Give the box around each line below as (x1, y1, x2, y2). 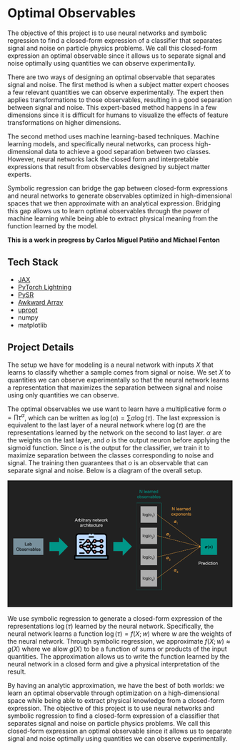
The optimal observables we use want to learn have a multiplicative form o (7, 405, 226, 413)
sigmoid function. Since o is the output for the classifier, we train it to (7, 444, 210, 452)
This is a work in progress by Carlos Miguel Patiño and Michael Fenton (7, 235, 220, 244)
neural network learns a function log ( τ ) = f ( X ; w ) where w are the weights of (7, 629, 232, 638)
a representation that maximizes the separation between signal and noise (7, 383, 223, 392)
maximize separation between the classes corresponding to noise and (7, 451, 214, 460)
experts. (7, 170, 32, 178)
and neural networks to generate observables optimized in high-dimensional (7, 191, 232, 200)
